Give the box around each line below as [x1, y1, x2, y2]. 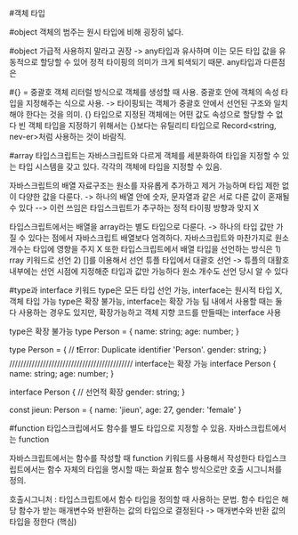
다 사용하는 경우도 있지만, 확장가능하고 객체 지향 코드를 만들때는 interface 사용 [9, 307, 282, 318]
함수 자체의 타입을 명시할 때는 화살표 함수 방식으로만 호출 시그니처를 [47, 464, 283, 474]
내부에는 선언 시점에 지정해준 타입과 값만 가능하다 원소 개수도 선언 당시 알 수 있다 [9, 266, 289, 276]
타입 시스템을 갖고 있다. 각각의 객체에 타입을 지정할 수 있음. [18, 161, 222, 172]
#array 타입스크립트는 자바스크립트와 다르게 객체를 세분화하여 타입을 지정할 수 [9, 150, 280, 160]
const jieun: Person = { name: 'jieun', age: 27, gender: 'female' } [9, 404, 242, 415]
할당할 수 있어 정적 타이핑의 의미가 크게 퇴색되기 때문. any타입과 [39, 57, 262, 67]
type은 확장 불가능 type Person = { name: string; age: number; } [9, 326, 240, 336]
